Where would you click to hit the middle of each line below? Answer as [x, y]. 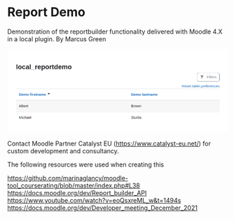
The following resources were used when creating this [86, 164]
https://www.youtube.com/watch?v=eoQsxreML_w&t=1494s [94, 201]
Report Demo [47, 12]
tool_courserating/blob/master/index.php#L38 [74, 185]
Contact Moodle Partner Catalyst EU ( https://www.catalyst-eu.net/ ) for [109, 143]
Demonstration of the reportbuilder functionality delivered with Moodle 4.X [115, 31]
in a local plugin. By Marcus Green [57, 38]
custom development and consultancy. [63, 151]
